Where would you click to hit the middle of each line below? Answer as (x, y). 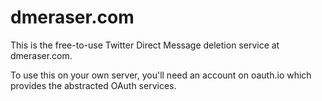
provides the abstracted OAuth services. (93, 85)
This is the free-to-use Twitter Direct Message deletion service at (145, 45)
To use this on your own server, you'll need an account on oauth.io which (161, 75)
